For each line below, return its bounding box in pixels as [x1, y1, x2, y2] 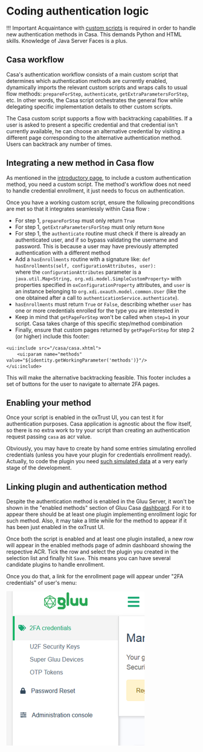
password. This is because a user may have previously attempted [14, 242, 178, 249]
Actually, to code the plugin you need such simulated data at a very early [6, 458, 188, 465]
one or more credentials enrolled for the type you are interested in [14, 307, 179, 314]
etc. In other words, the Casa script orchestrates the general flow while [6, 96, 183, 104]
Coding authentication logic [6, 4, 149, 18]
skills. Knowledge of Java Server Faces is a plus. [6, 37, 128, 44]
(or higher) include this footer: [14, 332, 90, 340]
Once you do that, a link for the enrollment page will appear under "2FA [6, 573, 184, 580]
